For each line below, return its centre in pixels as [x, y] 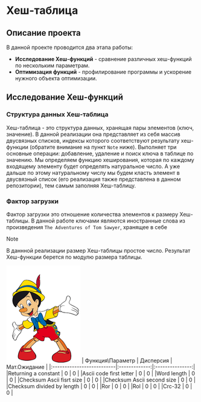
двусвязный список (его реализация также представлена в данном [94, 179]
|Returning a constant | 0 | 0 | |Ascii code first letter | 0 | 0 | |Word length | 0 [101, 373]
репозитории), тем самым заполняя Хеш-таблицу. [71, 186]
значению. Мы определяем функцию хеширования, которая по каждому [100, 160]
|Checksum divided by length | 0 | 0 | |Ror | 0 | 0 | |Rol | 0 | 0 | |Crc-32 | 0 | [99, 386]
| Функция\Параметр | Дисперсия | [127, 360]
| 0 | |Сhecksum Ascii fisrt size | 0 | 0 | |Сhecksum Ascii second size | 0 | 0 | [101, 380]
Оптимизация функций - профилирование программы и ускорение [103, 72]
